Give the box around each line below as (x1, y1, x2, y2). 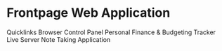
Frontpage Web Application (6, 5, 171, 21)
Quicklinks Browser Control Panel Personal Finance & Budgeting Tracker (6, 28, 216, 36)
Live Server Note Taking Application (6, 35, 111, 43)
